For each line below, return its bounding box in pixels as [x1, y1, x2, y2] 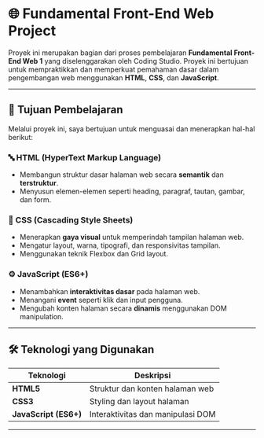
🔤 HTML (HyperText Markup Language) [8, 152, 162, 163]
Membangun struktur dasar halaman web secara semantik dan [19, 170, 224, 179]
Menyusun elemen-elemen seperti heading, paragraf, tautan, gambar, [19, 186, 245, 197]
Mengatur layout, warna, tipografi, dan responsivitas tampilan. [19, 241, 222, 250]
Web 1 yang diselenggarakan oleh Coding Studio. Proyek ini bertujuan [22, 56, 249, 65]
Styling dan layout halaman [89, 396, 189, 407]
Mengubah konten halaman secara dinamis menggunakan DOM [19, 304, 228, 313]
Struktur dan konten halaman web [89, 383, 214, 394]
